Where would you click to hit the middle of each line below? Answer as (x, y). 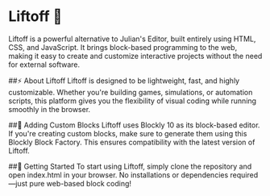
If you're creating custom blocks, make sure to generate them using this (128, 133)
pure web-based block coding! (80, 183)
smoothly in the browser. (50, 109)
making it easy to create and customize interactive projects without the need (135, 56)
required (244, 175)
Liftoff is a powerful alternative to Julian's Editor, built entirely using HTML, (132, 39)
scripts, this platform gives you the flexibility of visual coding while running (132, 101)
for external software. (44, 65)
